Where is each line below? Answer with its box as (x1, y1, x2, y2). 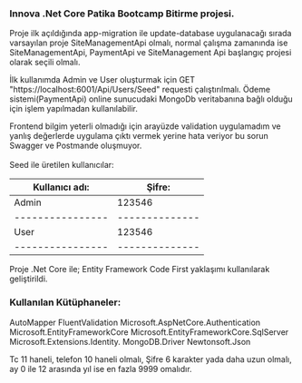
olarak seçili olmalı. (9, 57, 81, 68)
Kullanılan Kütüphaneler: (9, 296, 122, 309)
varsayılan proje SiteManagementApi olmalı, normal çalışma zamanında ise (9, 37, 288, 48)
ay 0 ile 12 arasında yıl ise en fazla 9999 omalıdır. (9, 363, 192, 374)
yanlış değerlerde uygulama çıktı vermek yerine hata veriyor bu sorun (9, 131, 269, 142)
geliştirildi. (9, 273, 48, 284)
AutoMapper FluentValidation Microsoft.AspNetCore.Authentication (9, 317, 261, 328)
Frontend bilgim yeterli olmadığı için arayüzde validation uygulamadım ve (9, 121, 281, 132)
